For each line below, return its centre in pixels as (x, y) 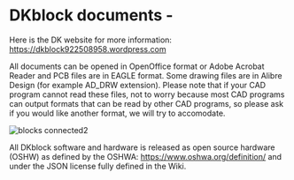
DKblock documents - (91, 15)
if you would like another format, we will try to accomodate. (117, 113)
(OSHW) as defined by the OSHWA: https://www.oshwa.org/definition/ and (145, 156)
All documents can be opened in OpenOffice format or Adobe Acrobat (137, 66)
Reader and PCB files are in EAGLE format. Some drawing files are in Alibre (146, 75)
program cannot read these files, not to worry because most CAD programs (147, 94)
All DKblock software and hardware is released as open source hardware (142, 147)
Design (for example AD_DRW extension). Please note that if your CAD (138, 85)
